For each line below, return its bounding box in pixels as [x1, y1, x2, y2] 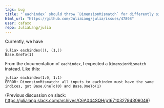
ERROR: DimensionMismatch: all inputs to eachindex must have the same [5, 80, 154, 85]
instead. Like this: [5, 66, 41, 72]
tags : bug [5, 7, 25, 12]
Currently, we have [5, 38, 43, 44]
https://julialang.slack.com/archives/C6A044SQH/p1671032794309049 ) [5, 98, 150, 104]
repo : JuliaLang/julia [5, 25, 51, 30]
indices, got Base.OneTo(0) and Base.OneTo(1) [5, 84, 102, 89]
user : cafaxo [5, 20, 32, 26]
